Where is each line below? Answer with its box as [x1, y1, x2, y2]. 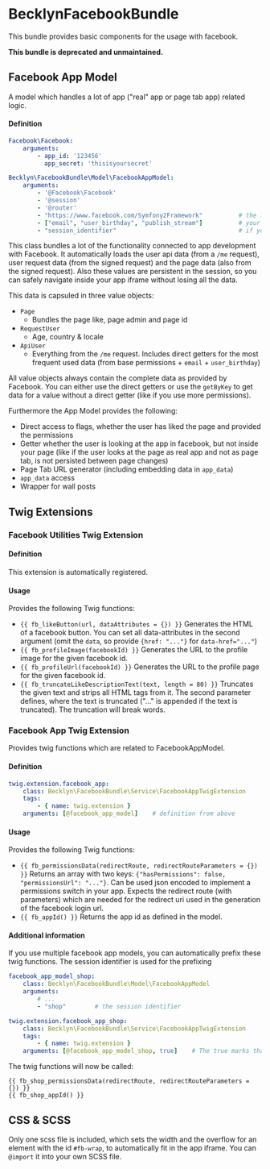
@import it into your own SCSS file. [8, 1152, 122, 1162]
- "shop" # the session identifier [37, 1002, 182, 1010]
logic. [8, 100, 27, 110]
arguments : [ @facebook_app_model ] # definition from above [22, 809, 235, 818]
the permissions [19, 431, 74, 440]
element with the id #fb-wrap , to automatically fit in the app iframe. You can [8, 1143, 257, 1153]
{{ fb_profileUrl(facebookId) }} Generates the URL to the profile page [19, 662, 260, 672]
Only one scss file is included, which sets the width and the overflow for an [8, 1134, 257, 1145]
